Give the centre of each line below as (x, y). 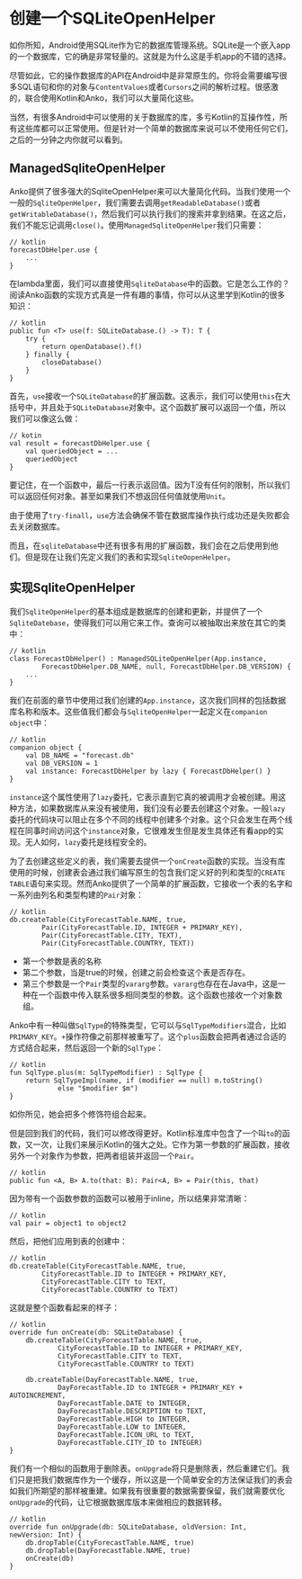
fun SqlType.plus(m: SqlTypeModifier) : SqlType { (106, 1072)
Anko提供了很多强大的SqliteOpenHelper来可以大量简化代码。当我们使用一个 (150, 191)
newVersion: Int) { (46, 1535)
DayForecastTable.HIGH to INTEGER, (124, 1419)
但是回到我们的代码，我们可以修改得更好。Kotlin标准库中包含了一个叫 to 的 (146, 1133)
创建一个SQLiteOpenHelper (112, 18)
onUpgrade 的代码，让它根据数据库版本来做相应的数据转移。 (118, 1502)
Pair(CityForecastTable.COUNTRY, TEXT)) (118, 943)
